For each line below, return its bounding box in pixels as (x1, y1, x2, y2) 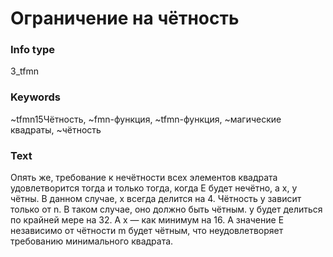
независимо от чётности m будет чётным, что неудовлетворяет (10, 225, 284, 237)
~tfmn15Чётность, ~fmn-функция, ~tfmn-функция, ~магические (10, 113, 282, 125)
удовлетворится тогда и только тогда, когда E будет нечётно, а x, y (10, 182, 298, 194)
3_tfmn (10, 65, 39, 77)
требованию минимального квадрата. (10, 235, 174, 247)
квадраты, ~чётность (10, 123, 102, 136)
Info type (10, 43, 56, 57)
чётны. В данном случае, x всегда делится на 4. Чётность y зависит (10, 193, 302, 205)
